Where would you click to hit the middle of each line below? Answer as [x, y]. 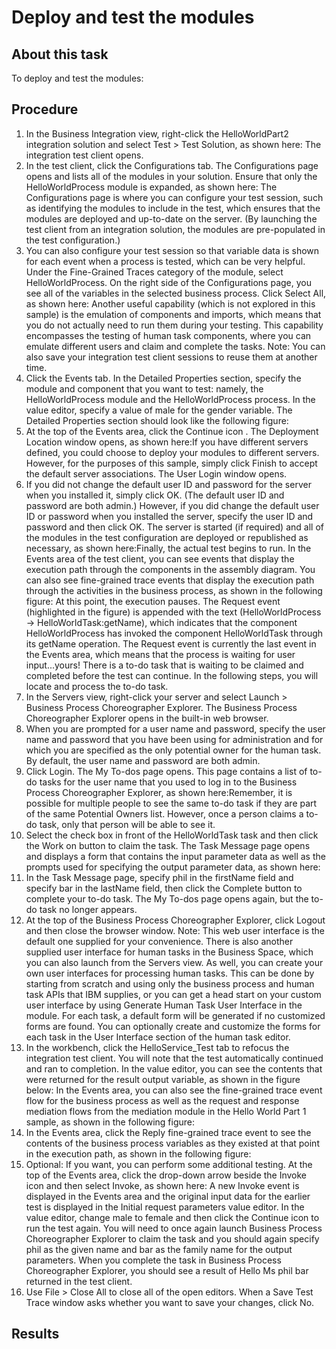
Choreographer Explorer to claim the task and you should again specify [172, 1238]
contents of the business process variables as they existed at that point [172, 1143]
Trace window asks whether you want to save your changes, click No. [170, 1302]
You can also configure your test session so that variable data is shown [172, 250]
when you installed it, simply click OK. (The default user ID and [155, 495]
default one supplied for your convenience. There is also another [159, 941]
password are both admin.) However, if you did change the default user [172, 505]
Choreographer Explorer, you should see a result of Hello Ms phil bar [167, 1270]
